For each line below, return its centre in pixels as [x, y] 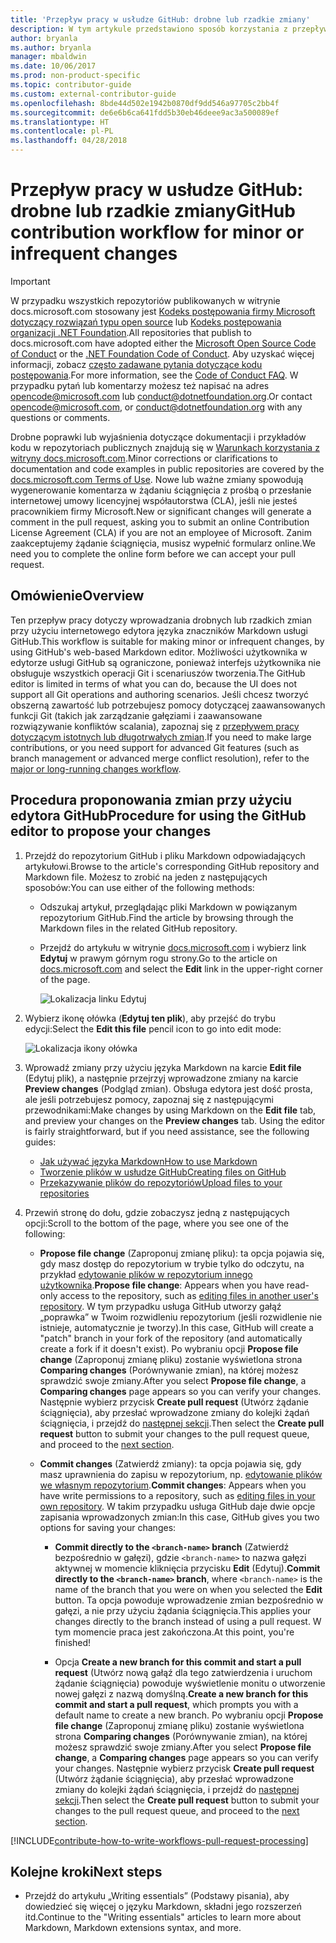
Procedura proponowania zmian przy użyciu [151, 800]
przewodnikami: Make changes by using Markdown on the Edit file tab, [170, 1110]
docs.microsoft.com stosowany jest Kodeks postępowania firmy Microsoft [163, 311]
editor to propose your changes [111, 831]
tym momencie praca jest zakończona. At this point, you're [174, 1632]
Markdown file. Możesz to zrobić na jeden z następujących [146, 877]
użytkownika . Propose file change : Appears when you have [162, 1285]
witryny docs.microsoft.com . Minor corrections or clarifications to [144, 458]
